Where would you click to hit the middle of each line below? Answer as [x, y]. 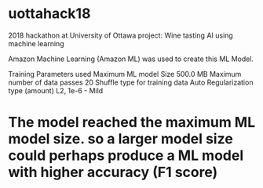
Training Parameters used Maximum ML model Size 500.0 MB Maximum [125, 74]
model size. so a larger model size [121, 139]
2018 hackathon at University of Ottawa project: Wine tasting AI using [121, 35]
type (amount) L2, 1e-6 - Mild [56, 90]
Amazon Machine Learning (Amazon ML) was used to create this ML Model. [131, 59]
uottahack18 [49, 14]
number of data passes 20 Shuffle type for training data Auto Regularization [131, 82]
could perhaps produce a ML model [126, 155]
